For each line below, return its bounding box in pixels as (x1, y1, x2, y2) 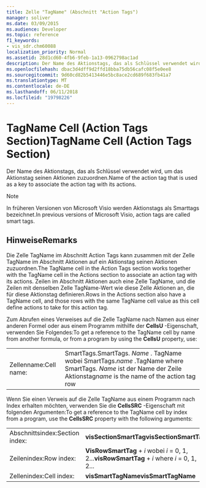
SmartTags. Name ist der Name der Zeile (64, 364, 182, 373)
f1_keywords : (6, 37, 40, 44)
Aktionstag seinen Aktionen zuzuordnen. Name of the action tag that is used (6, 174, 198, 181)
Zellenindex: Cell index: (9, 471, 75, 480)
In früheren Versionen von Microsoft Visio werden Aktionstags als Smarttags (6, 204, 199, 212)
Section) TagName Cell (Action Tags (6, 134, 192, 148)
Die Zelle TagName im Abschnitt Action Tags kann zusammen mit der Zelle (6, 251, 195, 258)
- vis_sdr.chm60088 (6, 44, 56, 50)
